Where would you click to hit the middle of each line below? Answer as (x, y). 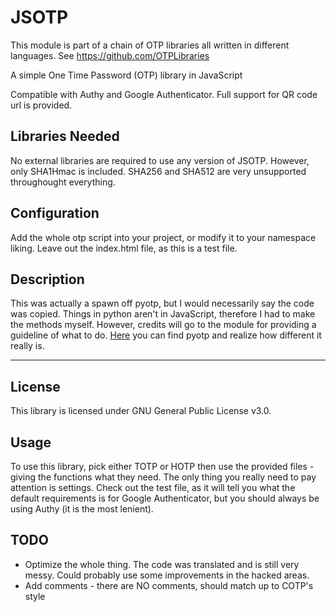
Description (47, 279)
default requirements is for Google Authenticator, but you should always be (165, 498)
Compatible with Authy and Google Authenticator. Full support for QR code (164, 94)
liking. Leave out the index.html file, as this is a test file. (124, 248)
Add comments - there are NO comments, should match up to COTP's (169, 585)
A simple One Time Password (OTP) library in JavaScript (126, 75)
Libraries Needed (65, 136)
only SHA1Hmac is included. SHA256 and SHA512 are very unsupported (158, 171)
